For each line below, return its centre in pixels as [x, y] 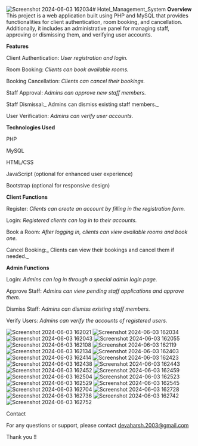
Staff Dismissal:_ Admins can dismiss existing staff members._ [83, 104]
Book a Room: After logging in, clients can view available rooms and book [97, 232]
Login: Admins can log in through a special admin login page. [82, 279]
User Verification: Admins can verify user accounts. [70, 116]
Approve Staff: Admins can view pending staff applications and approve [95, 291]
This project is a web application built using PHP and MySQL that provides [98, 16]
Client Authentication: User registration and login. [67, 58]
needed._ [18, 256]
